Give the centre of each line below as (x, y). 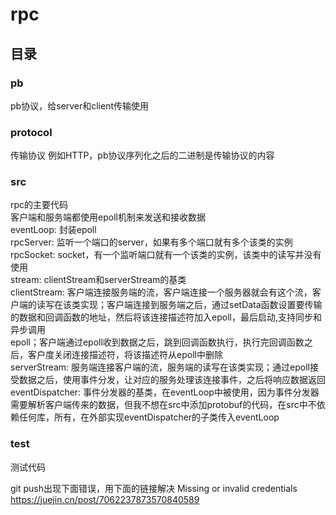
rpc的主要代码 (39, 205)
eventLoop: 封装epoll (53, 230)
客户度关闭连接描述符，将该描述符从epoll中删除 (125, 355)
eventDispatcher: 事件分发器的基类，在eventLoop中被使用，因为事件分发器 (165, 392)
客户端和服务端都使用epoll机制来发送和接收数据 (108, 217)
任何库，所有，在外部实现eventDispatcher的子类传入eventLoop (149, 417)
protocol (31, 132)
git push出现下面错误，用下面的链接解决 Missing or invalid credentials (154, 488)
